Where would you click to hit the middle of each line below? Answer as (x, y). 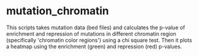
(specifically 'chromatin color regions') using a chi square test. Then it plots (99, 40)
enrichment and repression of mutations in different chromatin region (91, 33)
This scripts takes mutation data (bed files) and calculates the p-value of (96, 27)
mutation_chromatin (58, 11)
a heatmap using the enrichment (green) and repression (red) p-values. (94, 46)
